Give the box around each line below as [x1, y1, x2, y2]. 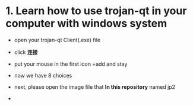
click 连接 [14, 49, 38, 56]
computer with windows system [5, 17, 167, 30]
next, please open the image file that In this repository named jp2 [14, 83, 176, 90]
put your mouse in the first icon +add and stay [14, 60, 128, 68]
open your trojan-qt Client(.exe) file [14, 36, 101, 43]
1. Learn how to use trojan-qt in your [5, 4, 187, 18]
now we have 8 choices [14, 72, 72, 79]
